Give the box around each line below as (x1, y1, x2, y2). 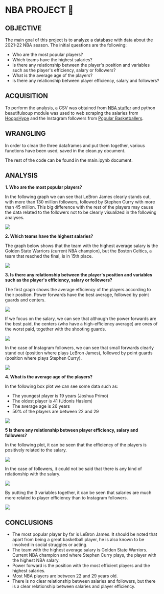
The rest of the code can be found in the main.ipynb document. (5, 157, 133, 163)
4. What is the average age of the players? (5, 374, 93, 380)
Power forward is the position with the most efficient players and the (12, 563, 150, 569)
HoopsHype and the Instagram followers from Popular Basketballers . (5, 115, 143, 121)
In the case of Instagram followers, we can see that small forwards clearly (5, 345, 154, 351)
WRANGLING (5, 129, 46, 138)
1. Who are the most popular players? (5, 184, 82, 190)
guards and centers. (5, 297, 46, 303)
